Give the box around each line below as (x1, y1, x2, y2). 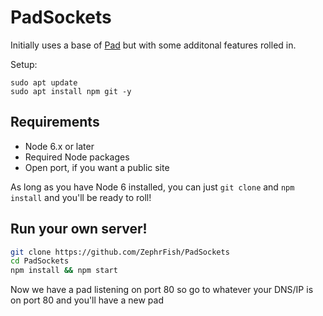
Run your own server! (10, 221, 148, 238)
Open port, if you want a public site (24, 161, 170, 173)
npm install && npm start (10, 266, 118, 276)
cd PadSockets (10, 256, 70, 266)
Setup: (10, 58, 38, 70)
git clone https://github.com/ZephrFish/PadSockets (10, 247, 230, 257)
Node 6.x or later (24, 140, 95, 152)
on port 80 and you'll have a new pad (10, 294, 164, 306)
